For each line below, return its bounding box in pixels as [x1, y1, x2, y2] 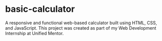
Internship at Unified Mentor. [5, 30, 64, 36]
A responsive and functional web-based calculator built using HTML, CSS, [5, 20, 158, 26]
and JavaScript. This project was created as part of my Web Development [5, 25, 157, 31]
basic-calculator [5, 3, 75, 15]
